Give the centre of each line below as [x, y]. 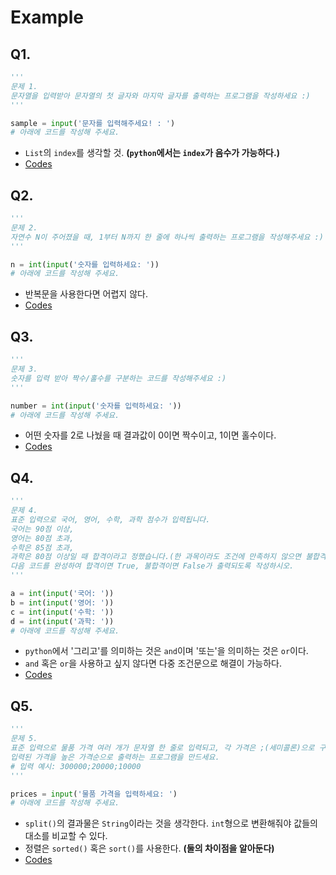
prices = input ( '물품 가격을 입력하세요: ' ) [94, 794]
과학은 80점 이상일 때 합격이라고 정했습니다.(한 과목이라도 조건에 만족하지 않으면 [156, 557]
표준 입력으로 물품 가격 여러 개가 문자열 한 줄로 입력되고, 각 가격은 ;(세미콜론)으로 [162, 748]
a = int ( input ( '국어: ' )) [62, 594]
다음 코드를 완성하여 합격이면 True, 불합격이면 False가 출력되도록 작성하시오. [152, 566]
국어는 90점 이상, [42, 529]
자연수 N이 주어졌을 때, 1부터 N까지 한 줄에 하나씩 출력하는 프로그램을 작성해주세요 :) [167, 237]
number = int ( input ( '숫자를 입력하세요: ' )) [96, 406]
